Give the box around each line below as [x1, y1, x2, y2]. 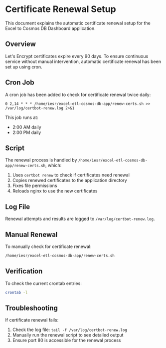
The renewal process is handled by [5, 157, 77, 163]
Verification [5, 267, 43, 275]
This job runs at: [5, 114, 38, 120]
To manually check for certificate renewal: [5, 243, 92, 249]
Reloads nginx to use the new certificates [12, 188, 98, 194]
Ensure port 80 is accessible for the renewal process [12, 337, 121, 343]
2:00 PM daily [12, 129, 41, 135]
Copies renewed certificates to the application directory [12, 177, 127, 183]
